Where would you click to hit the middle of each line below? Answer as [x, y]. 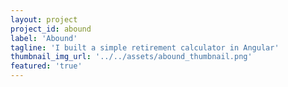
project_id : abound [51, 29]
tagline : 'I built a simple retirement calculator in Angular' [145, 47]
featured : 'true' [46, 66]
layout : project [44, 19]
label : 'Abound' [44, 38]
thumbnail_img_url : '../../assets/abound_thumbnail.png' [131, 57]
